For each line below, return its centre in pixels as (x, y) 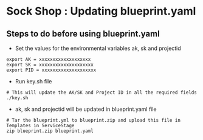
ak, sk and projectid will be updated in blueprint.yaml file (86, 109)
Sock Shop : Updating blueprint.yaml (101, 11)
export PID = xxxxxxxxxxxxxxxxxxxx (51, 70)
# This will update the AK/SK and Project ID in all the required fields (102, 93)
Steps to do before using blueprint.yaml (83, 34)
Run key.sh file (33, 81)
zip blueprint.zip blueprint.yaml (50, 131)
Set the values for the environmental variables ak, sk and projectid (98, 48)
